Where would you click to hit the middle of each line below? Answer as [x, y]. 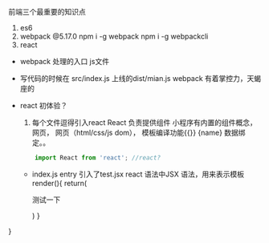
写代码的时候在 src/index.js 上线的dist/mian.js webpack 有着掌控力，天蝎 [141, 78]
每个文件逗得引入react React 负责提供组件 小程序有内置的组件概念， [144, 122]
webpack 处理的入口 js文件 [65, 61]
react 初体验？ [44, 105]
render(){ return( [59, 183]
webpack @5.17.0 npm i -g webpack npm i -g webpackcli [114, 36]
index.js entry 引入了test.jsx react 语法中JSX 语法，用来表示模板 [138, 174]
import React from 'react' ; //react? [98, 158]
